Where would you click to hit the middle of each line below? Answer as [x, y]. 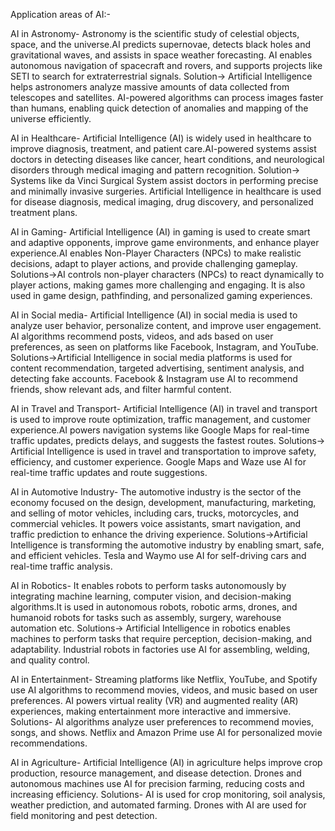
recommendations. [49, 743]
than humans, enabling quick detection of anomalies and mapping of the [159, 108]
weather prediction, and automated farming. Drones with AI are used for [158, 805]
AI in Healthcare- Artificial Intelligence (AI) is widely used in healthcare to [161, 138]
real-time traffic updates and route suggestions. [109, 472]
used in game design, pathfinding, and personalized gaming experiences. [161, 295]
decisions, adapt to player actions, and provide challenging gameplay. [154, 263]
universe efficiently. [51, 118]
